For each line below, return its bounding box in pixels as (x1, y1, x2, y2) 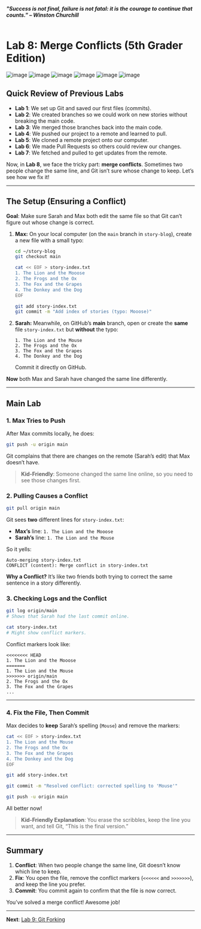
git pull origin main (6, 506, 60, 512)
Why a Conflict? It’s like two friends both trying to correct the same (6, 573, 173, 580)
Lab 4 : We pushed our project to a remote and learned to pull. (14, 130, 167, 137)
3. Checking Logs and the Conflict (6, 594, 107, 603)
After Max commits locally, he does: (6, 430, 95, 437)
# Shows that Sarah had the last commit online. (6, 613, 130, 619)
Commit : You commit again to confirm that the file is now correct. (14, 886, 177, 894)
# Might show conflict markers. (6, 630, 87, 636)
